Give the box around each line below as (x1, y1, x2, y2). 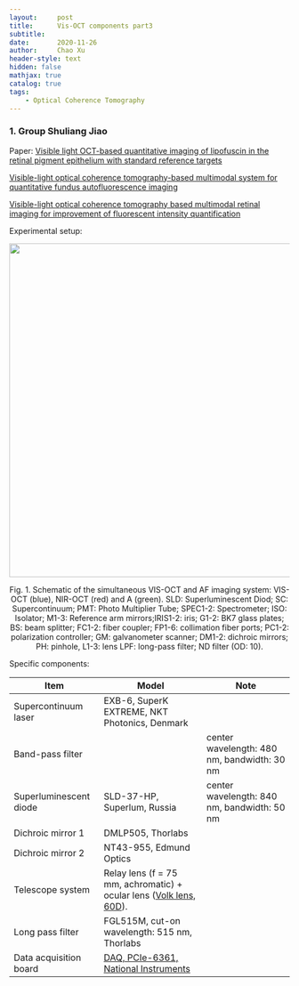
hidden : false (9, 63, 62, 72)
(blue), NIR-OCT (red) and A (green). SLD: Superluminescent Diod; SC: (29, 594, 289, 604)
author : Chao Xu (9, 46, 86, 55)
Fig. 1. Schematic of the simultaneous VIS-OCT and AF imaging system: (9, 584, 271, 594)
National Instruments (103, 962, 191, 974)
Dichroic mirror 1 (13, 827, 85, 839)
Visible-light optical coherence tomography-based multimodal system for (9, 172, 278, 182)
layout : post (9, 12, 74, 22)
